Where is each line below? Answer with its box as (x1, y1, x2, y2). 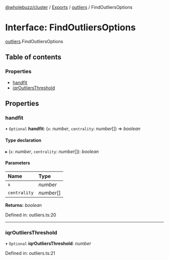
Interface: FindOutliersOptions (5, 22, 136, 33)
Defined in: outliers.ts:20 (5, 212, 56, 218)
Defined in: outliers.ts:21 (5, 250, 55, 256)
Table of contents (5, 53, 61, 62)
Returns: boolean (5, 202, 42, 208)
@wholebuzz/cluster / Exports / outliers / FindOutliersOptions (5, 5, 133, 10)
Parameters (5, 160, 30, 166)
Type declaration (5, 137, 42, 143)
